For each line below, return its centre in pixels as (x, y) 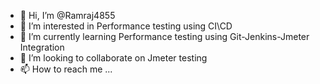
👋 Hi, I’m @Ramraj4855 (67, 15)
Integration (42, 47)
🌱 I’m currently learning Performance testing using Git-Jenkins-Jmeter (164, 36)
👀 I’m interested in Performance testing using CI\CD (126, 26)
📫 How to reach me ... (66, 69)
